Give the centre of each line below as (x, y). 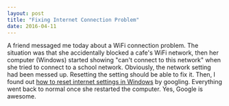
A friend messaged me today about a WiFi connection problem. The (103, 46)
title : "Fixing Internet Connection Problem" (73, 20)
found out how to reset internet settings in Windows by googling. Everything (115, 82)
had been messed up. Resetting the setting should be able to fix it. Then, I (111, 75)
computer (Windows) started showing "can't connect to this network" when (114, 60)
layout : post (26, 13)
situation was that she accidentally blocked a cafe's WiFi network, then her (113, 53)
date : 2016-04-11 (32, 26)
